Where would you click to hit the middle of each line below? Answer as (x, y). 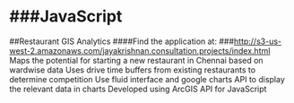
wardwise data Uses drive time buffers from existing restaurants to (133, 70)
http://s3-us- (258, 41)
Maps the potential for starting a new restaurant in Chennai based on (136, 60)
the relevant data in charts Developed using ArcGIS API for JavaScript (138, 89)
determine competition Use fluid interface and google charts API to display (147, 79)
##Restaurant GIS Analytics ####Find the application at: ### (122, 41)
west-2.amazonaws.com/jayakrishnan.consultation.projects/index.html (140, 50)
